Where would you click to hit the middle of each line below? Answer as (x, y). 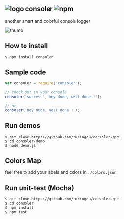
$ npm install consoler (29, 57)
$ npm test (16, 212)
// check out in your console (36, 92)
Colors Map (23, 161)
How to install (26, 46)
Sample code (25, 72)
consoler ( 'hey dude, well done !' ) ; (42, 110)
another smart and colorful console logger (48, 21)
